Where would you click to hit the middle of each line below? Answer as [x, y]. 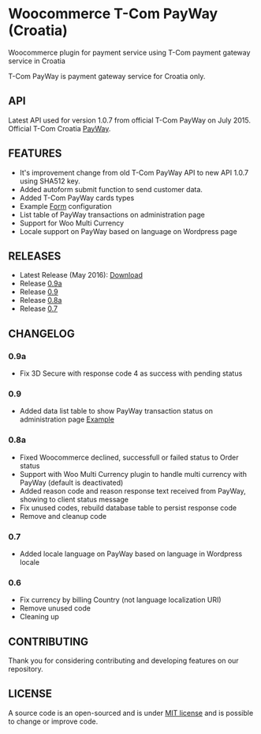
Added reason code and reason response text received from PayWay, [132, 490]
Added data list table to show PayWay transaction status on [116, 411]
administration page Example [67, 419]
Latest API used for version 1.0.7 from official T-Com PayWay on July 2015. [129, 120]
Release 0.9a [41, 284]
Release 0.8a [41, 301]
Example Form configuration [65, 206]
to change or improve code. [53, 721]
